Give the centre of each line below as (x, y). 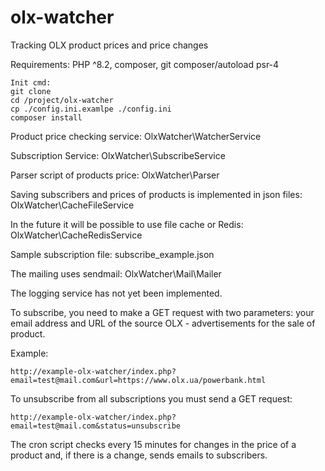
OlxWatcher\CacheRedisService (76, 235)
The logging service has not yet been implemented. (116, 293)
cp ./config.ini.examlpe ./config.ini (91, 109)
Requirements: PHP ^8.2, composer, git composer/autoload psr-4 (145, 64)
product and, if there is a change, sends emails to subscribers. (139, 455)
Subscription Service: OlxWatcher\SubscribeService (118, 155)
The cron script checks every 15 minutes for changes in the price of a (153, 444)
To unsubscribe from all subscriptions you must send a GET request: (151, 398)
